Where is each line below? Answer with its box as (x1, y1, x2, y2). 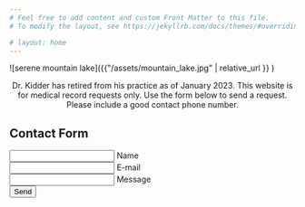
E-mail (116, 162, 141, 173)
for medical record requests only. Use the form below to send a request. (17, 89, 288, 100)
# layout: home (9, 38, 67, 47)
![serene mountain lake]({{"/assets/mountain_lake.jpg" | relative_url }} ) (9, 62, 275, 73)
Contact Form (9, 126, 89, 141)
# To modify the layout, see (9, 22, 120, 31)
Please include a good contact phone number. (66, 99, 239, 110)
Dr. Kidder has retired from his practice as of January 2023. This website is (12, 80, 293, 91)
